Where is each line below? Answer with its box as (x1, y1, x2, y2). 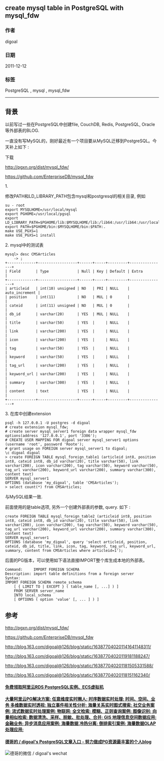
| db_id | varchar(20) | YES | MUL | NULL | (5, 312, 130, 317)
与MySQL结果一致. (5, 494, 43, 500)
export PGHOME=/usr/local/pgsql (5, 212, 71, 217)
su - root (5, 203, 25, 208)
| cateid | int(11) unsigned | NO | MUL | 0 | (5, 303, 130, 308)
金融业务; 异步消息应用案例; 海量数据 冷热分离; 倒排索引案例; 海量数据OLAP (5, 720, 156, 726)
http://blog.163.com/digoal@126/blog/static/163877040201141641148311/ (5, 644, 151, 650)
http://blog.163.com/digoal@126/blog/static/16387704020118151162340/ (5, 672, 150, 678)
